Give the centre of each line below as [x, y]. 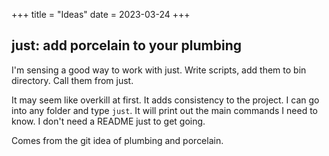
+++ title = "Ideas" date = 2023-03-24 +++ [101, 14]
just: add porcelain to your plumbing [127, 45]
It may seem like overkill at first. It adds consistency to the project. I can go [165, 100]
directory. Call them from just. [72, 80]
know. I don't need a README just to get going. [108, 121]
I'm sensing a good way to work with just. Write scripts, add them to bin [159, 70]
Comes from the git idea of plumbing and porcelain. [117, 140]
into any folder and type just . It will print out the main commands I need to [165, 110]
